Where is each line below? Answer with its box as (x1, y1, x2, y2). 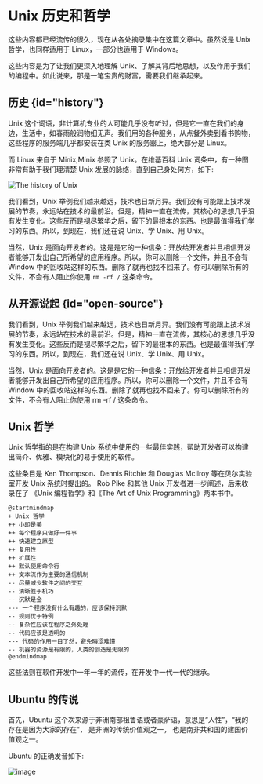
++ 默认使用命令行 (8, 563, 60, 571)
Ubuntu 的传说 (8, 692, 79, 706)
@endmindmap (8, 653, 47, 661)
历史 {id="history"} (8, 96, 104, 110)
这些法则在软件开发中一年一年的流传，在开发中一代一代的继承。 (8, 668, 214, 677)
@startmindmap (8, 504, 55, 512)
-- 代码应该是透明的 (8, 629, 66, 637)
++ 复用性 (8, 546, 37, 554)
